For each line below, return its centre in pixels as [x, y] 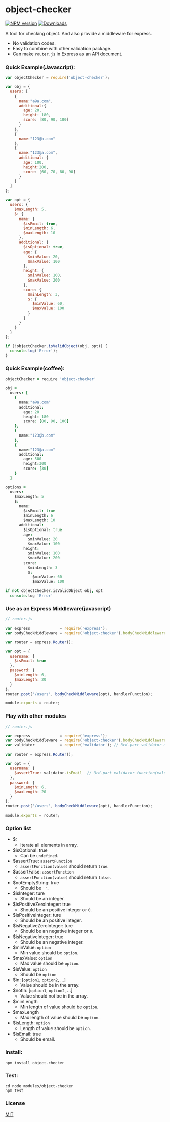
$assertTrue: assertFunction [42, 861]
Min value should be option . [49, 953]
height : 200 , [36, 167]
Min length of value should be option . [59, 1007]
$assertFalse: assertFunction [43, 871]
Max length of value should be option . [60, 1017]
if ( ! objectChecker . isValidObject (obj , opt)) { [56, 346]
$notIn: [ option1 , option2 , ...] [42, 990]
